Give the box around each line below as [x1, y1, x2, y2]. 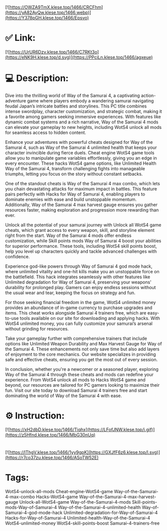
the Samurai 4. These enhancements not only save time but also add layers [5, 346, 160, 352]
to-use [5, 315, 19, 321]
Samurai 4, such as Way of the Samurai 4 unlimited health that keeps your [5, 144, 157, 150]
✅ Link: [5, 32, 36, 44]
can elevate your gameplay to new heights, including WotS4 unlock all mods [5, 124, 162, 130]
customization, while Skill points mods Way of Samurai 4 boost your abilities [5, 237, 162, 243]
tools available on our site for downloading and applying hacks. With [19, 315, 161, 321]
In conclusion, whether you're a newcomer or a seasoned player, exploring [5, 366, 159, 372]
